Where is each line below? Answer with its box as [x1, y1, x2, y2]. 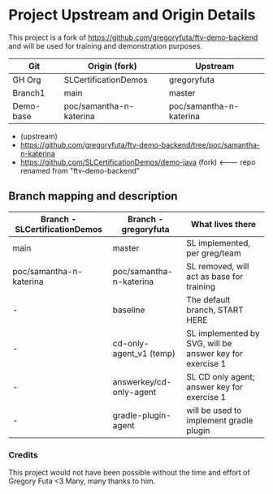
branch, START [186, 304, 244, 316]
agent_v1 [112, 347, 148, 359]
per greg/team [186, 247, 241, 259]
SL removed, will [186, 260, 249, 272]
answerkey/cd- [112, 376, 172, 387]
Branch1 [12, 87, 45, 98]
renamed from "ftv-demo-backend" [19, 165, 141, 175]
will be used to [186, 404, 242, 415]
